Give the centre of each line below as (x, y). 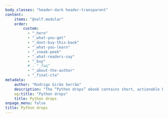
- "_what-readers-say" (51, 56)
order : (21, 24)
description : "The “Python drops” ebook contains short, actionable (87, 89)
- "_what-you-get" (46, 38)
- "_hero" (38, 33)
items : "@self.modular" (39, 19)
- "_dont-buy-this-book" (53, 43)
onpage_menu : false (25, 103)
